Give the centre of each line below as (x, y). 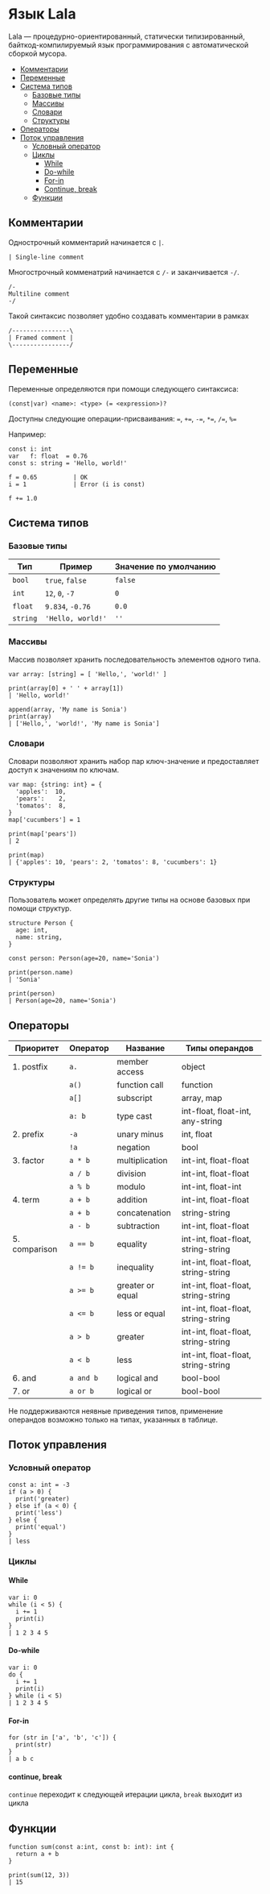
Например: (27, 434)
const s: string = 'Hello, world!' (68, 463)
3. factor (29, 1160)
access (131, 1071)
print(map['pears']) (43, 834)
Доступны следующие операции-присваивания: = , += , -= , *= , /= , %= (123, 418)
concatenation (144, 1212)
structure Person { (41, 924)
